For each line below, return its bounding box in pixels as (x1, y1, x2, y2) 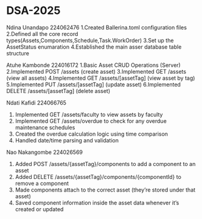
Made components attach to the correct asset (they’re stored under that (15, 186, 196, 193)
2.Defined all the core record (6, 30, 78, 37)
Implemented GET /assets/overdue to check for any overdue (15, 117, 167, 125)
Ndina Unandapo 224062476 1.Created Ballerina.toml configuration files (6, 24, 187, 31)
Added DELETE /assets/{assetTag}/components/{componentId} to (15, 173, 181, 180)
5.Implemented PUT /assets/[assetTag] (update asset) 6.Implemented (6, 80, 181, 88)
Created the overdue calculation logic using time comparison (15, 130, 169, 137)
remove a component (15, 179, 69, 187)
